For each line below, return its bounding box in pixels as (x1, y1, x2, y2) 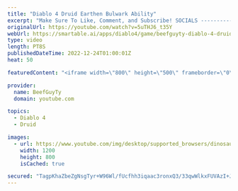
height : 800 (20, 154, 55, 161)
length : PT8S (7, 43, 46, 50)
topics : (7, 108, 30, 115)
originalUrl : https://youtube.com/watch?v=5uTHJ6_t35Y (7, 23, 173, 30)
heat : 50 (7, 57, 33, 64)
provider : (7, 82, 37, 89)
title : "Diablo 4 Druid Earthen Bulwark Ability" (7, 10, 157, 18)
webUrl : (7, 30, 30, 37)
